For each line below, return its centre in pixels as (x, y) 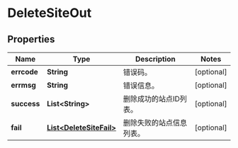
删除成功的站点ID (152, 99)
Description (155, 59)
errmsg (24, 85)
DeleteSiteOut (50, 13)
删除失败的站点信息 (155, 123)
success (25, 104)
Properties (31, 39)
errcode (25, 72)
